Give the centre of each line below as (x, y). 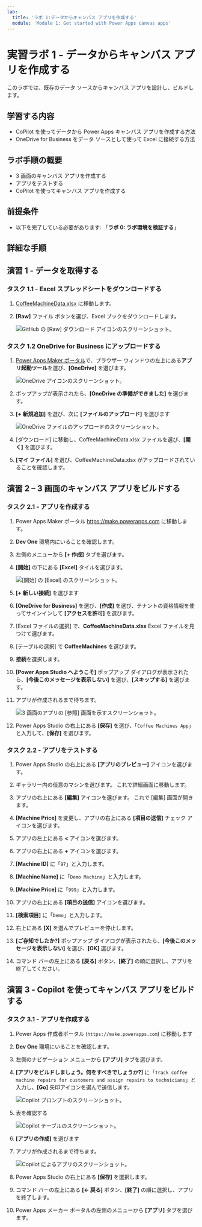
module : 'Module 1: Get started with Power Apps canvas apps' (92, 23)
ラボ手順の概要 (35, 160)
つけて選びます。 (36, 633)
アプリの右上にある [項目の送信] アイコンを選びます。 (82, 903)
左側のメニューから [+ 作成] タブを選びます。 (71, 554)
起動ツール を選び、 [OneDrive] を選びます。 (75, 368)
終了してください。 (39, 969)
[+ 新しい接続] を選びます (47, 593)
